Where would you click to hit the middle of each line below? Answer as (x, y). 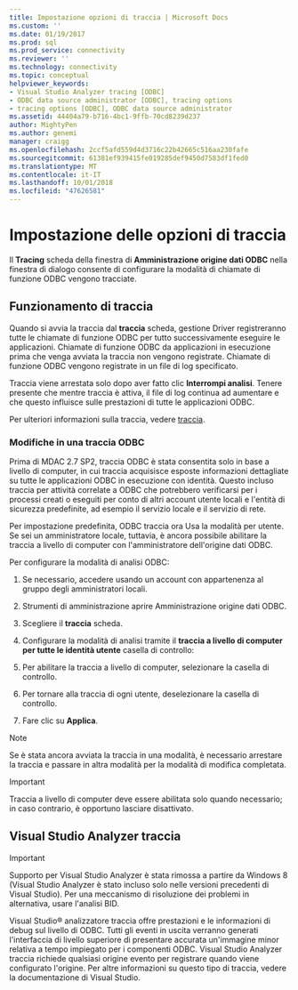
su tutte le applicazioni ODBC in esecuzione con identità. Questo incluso (141, 480)
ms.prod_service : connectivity (67, 51)
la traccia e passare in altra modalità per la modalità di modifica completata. (148, 765)
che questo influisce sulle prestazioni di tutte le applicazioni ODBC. (132, 402)
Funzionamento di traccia (81, 306)
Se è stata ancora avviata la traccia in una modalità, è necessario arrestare (146, 755)
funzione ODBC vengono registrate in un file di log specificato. (124, 366)
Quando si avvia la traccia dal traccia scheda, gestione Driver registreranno (148, 328)
